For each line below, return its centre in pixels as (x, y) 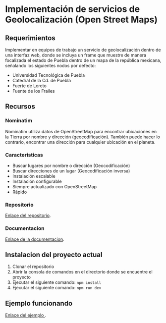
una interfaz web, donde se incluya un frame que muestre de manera (76, 55)
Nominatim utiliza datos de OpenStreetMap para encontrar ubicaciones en (81, 131)
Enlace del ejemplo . (26, 315)
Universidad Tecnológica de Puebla (49, 75)
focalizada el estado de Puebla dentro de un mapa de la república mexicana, (83, 60)
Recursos (20, 107)
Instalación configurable (37, 181)
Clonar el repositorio (33, 267)
